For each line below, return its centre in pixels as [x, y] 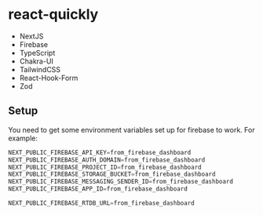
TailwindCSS [40, 69]
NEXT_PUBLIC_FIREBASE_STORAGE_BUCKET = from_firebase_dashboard [112, 174]
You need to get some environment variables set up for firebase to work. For [131, 129]
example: [23, 138]
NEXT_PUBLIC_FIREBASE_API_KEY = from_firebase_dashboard [100, 152]
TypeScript [37, 53]
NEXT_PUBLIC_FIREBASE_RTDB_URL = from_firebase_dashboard [101, 203]
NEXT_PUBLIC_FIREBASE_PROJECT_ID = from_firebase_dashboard [105, 167]
